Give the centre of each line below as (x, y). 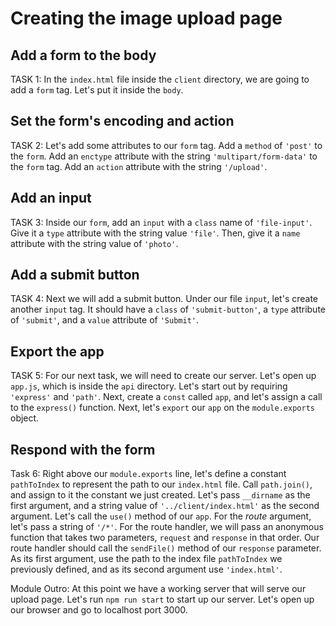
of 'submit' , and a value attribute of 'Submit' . (105, 320)
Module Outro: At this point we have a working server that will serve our (158, 589)
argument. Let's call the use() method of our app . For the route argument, (161, 516)
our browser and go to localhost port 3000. (99, 610)
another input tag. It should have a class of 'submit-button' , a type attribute (168, 309)
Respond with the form (83, 449)
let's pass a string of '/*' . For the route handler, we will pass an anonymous (167, 527)
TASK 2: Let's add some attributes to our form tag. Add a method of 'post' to (166, 145)
